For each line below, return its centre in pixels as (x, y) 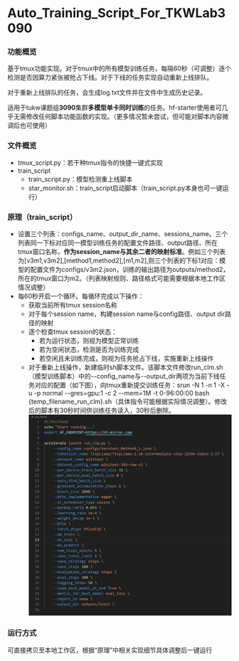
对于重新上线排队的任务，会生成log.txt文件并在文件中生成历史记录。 (107, 92)
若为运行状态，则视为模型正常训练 (89, 341)
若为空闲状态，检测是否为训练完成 (89, 349)
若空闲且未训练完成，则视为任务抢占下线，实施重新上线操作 (126, 359)
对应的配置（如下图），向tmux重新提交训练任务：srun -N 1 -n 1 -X (130, 385)
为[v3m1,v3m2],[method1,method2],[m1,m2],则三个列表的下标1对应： (118, 260)
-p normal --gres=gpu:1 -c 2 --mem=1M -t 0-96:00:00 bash (122, 393)
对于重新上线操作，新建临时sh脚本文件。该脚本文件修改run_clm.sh (126, 367)
